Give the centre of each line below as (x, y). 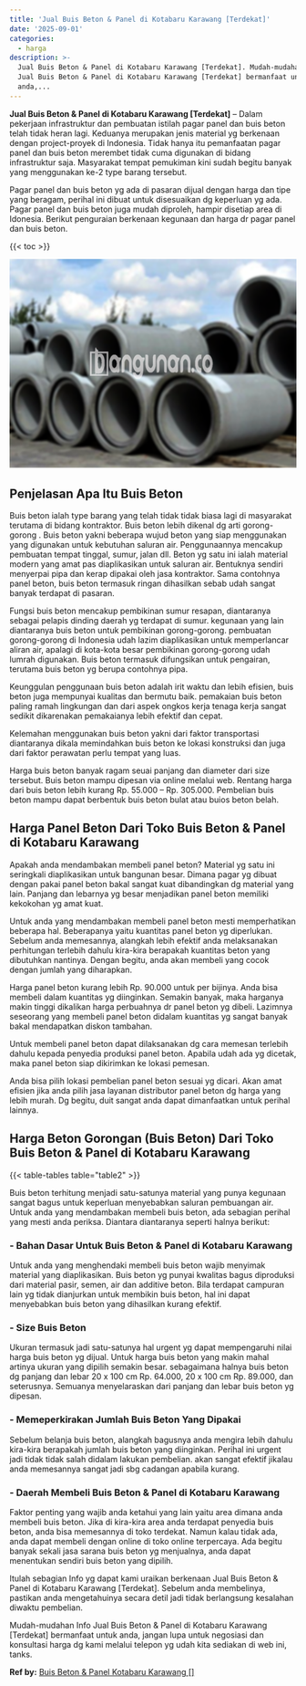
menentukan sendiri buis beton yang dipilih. (92, 1560)
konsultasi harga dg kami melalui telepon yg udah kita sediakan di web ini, (148, 1644)
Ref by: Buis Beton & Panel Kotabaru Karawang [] (102, 1671)
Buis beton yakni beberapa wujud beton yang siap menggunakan (165, 535)
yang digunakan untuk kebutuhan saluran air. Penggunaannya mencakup (146, 545)
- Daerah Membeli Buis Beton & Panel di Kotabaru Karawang (145, 1492)
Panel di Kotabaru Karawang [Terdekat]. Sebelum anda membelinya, (138, 1587)
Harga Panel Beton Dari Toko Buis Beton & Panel (148, 828)
